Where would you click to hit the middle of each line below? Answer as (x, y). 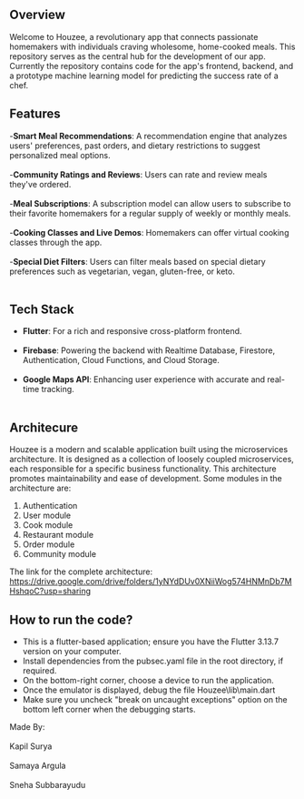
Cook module (48, 525)
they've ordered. (40, 184)
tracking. (58, 389)
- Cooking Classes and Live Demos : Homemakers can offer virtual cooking (149, 232)
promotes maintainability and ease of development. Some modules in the (146, 479)
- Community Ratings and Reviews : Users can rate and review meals (138, 174)
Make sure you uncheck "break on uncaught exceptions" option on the (155, 700)
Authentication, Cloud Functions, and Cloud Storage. (121, 360)
